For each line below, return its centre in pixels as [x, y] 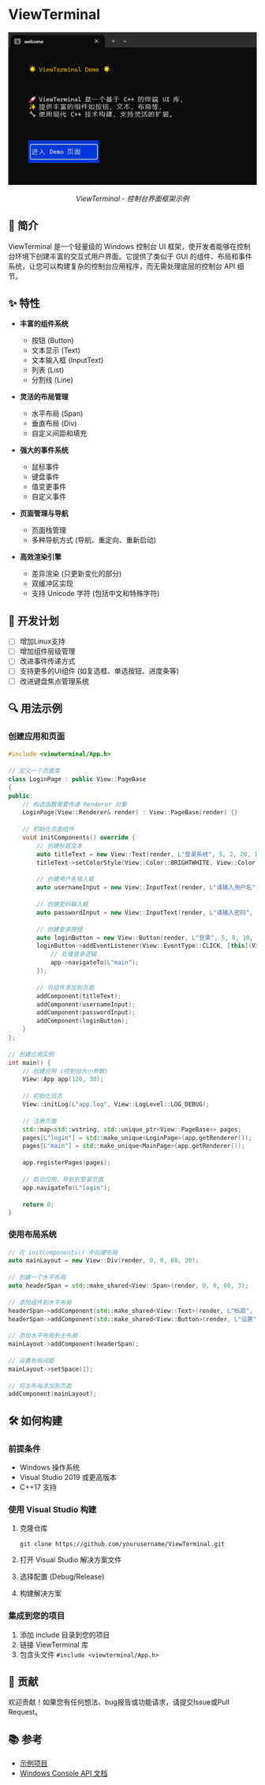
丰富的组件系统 [44, 324]
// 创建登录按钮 [60, 929]
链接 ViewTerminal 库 [54, 1644]
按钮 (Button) [52, 341]
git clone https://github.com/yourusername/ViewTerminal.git [122, 1544]
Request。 [25, 1712]
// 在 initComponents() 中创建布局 [63, 1252]
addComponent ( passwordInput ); [86, 1013]
